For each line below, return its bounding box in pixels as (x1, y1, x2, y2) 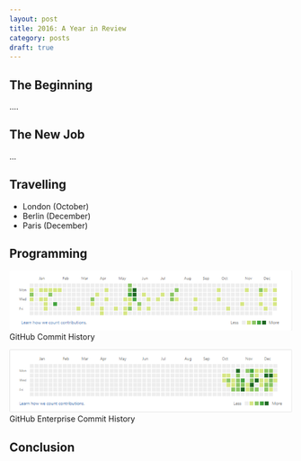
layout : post (9, 14, 58, 23)
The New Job (9, 127, 85, 143)
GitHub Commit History (9, 332, 96, 342)
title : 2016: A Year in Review (9, 23, 127, 33)
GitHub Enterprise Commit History (9, 413, 136, 424)
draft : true (9, 43, 54, 52)
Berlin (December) (22, 210, 92, 221)
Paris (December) (22, 220, 88, 231)
